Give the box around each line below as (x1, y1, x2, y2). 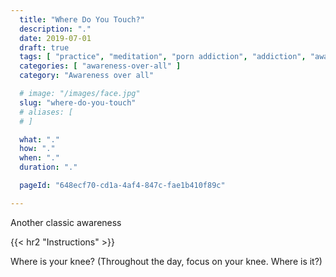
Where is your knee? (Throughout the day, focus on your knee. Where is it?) (10, 255, 323, 267)
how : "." (19, 144, 56, 154)
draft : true (19, 42, 70, 53)
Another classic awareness (10, 216, 122, 228)
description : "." (19, 24, 92, 34)
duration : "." (19, 162, 78, 173)
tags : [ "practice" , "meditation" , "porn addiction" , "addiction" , (19, 52, 307, 62)
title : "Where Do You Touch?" (19, 14, 145, 25)
